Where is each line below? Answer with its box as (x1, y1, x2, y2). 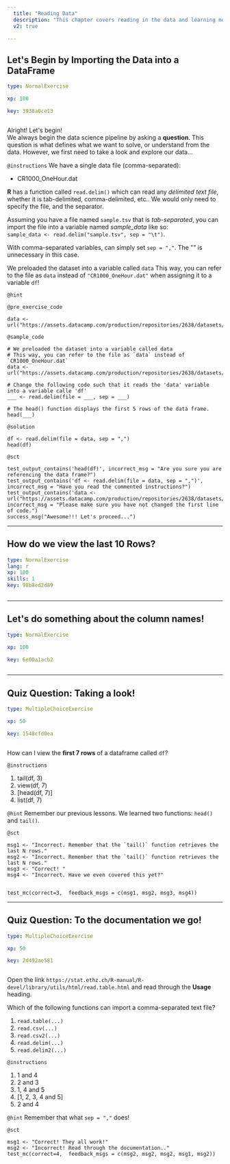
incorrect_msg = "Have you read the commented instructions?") (7, 483, 192, 490)
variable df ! (7, 278, 40, 286)
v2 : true (13, 23, 38, 29)
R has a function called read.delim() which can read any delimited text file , (7, 188, 219, 196)
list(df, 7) (16, 796, 42, 804)
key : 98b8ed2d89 (7, 582, 53, 589)
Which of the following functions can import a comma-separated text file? (7, 1004, 216, 1012)
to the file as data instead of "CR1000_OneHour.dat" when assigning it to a (7, 271, 212, 279)
